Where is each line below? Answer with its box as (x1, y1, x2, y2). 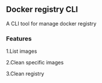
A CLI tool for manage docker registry (6, 20, 97, 27)
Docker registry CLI (6, 5, 78, 15)
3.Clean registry (6, 70, 45, 77)
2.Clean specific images (6, 59, 64, 66)
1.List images (6, 48, 37, 55)
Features (6, 34, 32, 42)
